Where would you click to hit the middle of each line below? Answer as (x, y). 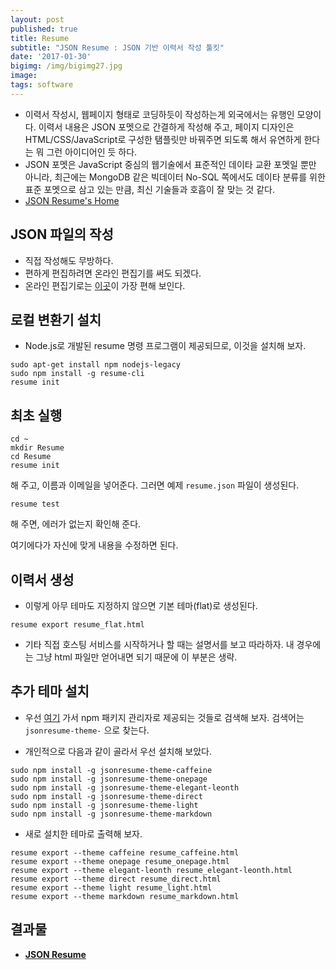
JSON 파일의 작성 (62, 234)
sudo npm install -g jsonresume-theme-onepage (109, 779)
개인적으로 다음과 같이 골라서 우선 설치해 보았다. (118, 751)
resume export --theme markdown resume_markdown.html (125, 896)
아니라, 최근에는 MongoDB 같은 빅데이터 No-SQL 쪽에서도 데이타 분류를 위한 (175, 177)
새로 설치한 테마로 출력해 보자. (83, 833)
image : (24, 76)
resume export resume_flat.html (77, 625)
